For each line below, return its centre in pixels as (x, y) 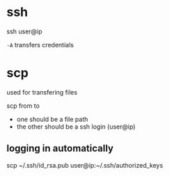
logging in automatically (60, 149)
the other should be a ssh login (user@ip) (76, 127)
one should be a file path (52, 119)
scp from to (23, 106)
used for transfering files (42, 92)
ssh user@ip (24, 31)
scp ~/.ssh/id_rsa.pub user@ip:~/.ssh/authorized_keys (85, 165)
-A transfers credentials (40, 45)
